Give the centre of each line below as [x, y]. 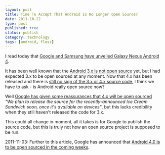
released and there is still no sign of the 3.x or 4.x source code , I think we [80, 81]
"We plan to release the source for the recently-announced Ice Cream [76, 102]
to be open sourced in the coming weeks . [47, 147]
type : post [16, 24]
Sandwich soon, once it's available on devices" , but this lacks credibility [79, 106]
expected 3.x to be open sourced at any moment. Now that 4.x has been [79, 76]
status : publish [22, 33]
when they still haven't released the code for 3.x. [55, 112]
